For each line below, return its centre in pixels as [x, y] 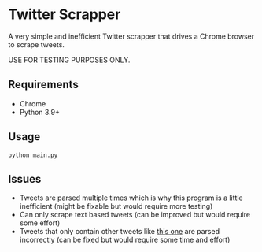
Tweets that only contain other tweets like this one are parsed [120, 232]
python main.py [33, 155]
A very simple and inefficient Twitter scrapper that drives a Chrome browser [131, 36]
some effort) [40, 223]
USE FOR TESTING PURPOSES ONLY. [69, 60]
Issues [25, 179]
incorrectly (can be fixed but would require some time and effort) [125, 240]
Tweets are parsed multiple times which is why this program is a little [131, 198]
